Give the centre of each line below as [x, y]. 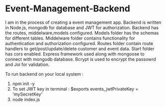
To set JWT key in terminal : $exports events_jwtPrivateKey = [75, 89]
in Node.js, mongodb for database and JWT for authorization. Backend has [82, 27]
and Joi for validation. [27, 64]
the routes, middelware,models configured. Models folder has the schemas [82, 33]
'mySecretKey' [27, 94]
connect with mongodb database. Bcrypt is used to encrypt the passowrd [81, 59]
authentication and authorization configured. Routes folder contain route [79, 43]
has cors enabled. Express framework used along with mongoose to [75, 54]
